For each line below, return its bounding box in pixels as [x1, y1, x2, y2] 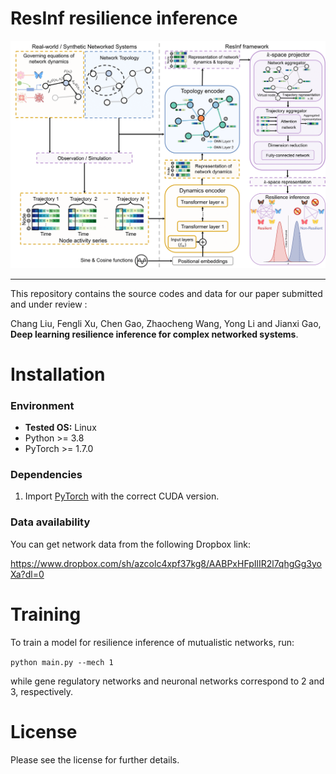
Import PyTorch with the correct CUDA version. [24, 490, 220, 502]
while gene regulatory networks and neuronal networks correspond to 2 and [10, 675, 325, 687]
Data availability [10, 515, 91, 529]
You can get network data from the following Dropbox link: [10, 538, 251, 550]
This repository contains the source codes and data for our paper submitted [10, 287, 323, 299]
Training [10, 603, 82, 626]
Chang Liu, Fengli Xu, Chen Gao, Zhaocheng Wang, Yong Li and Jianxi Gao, [10, 317, 322, 329]
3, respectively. [10, 685, 74, 697]
